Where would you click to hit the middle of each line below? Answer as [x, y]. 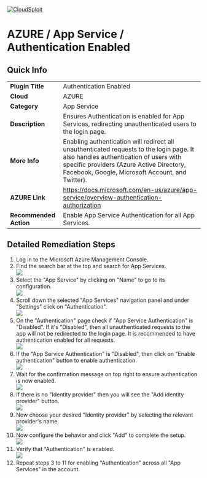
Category [24, 106]
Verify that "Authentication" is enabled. [65, 449]
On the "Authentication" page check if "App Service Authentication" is [104, 320]
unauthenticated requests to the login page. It [129, 149]
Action [20, 223]
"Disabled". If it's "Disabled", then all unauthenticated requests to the [103, 327]
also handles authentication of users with [122, 157]
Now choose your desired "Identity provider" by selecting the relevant [104, 415]
